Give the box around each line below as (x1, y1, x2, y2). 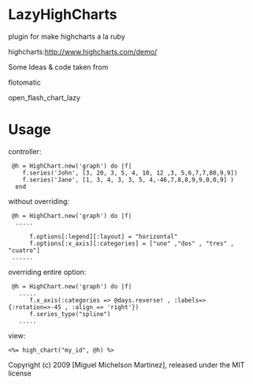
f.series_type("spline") (28, 310, 111, 318)
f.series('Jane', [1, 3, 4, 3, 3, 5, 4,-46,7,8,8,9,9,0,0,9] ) (22, 175, 235, 183)
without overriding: (8, 196, 69, 206)
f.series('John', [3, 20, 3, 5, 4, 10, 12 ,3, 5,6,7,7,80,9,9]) (22, 168, 238, 177)
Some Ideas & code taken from (8, 62, 109, 72)
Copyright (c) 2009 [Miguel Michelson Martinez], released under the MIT (8, 360, 245, 369)
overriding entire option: (8, 267, 87, 277)
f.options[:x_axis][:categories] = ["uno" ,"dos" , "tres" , (28, 239, 235, 247)
